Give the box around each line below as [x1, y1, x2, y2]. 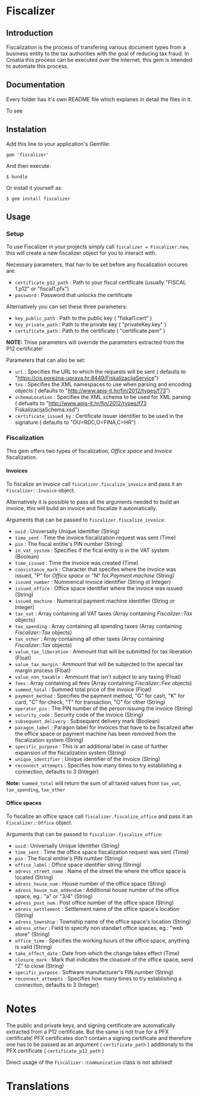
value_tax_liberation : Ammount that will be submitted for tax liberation [14, 648, 192, 655]
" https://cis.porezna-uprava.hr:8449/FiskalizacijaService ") [14, 374, 159, 382]
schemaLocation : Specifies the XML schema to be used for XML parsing [14, 394, 191, 401]
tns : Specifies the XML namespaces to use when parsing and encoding [14, 381, 192, 388]
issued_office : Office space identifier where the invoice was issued [14, 585, 183, 592]
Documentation [6, 80, 65, 90]
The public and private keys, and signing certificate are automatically [6, 1022, 176, 1029]
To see [6, 107, 23, 114]
